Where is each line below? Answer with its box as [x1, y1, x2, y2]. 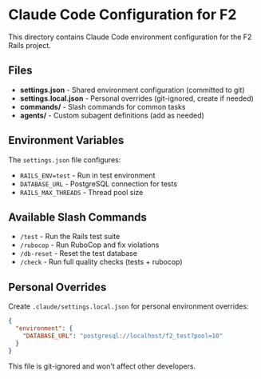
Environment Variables [8, 134, 125, 147]
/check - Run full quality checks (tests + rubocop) [19, 257, 183, 267]
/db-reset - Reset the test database [19, 249, 138, 258]
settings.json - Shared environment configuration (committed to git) [19, 85, 245, 94]
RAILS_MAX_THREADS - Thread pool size [19, 187, 144, 197]
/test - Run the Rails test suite [19, 232, 121, 241]
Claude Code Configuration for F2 [8, 6, 237, 24]
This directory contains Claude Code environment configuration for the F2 [8, 32, 252, 42]
